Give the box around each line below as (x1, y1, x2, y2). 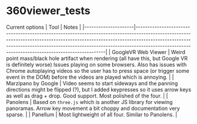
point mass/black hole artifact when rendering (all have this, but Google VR (6, 55, 188, 62)
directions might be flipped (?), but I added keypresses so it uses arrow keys (6, 86, 192, 93)
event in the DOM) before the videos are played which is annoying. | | (6, 73, 175, 81)
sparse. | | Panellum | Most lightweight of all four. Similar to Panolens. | (6, 110, 178, 118)
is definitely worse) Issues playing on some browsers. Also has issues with (6, 61, 187, 68)
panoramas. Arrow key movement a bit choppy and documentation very (6, 105, 181, 112)
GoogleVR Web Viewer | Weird (111, 48, 186, 55)
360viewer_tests (6, 4, 91, 18)
